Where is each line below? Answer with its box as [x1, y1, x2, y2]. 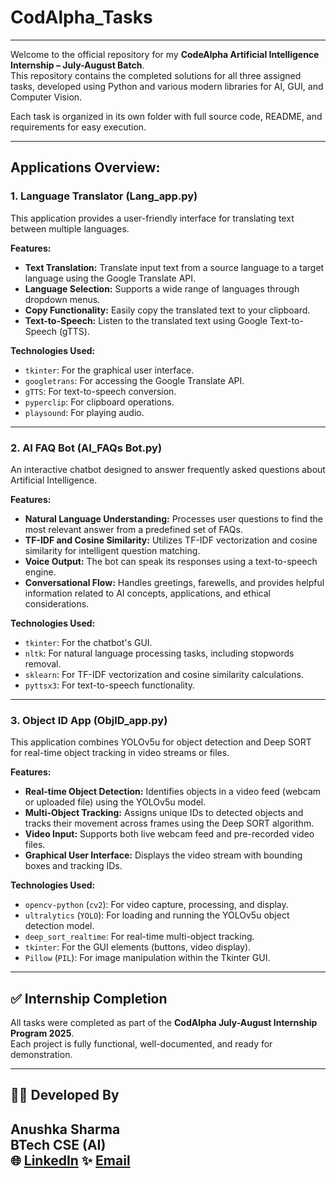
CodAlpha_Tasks [10, 6, 153, 29]
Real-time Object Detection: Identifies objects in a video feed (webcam [24, 786, 322, 798]
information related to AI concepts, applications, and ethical [24, 587, 271, 599]
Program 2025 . [10, 1027, 75, 1040]
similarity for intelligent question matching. [24, 544, 201, 556]
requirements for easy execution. [10, 121, 147, 133]
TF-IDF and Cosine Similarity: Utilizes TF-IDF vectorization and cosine [24, 534, 318, 546]
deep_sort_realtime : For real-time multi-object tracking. [24, 931, 255, 943]
